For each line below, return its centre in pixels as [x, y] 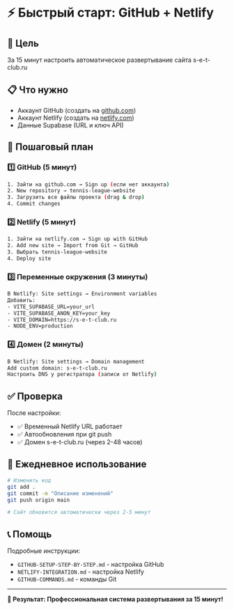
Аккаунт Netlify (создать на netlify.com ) [76, 118]
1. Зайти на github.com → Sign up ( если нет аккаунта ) [88, 185]
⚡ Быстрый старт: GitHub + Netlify [111, 13]
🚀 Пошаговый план [50, 147]
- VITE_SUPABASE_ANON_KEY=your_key [59, 313]
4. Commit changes [34, 204]
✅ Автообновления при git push [64, 435]
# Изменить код [29, 480]
